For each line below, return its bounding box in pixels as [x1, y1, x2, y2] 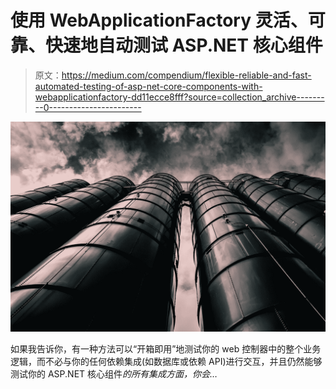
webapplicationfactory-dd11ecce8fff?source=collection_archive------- [34, 91, 325, 103]
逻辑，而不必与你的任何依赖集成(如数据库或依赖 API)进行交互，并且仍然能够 [10, 355, 323, 367]
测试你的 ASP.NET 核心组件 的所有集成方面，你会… [10, 367, 218, 380]
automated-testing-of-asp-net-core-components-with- [34, 80, 263, 92]
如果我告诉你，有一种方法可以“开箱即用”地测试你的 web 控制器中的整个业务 [10, 342, 322, 355]
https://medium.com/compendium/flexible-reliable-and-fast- [61, 69, 312, 81]
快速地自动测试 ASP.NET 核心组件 [45, 34, 323, 57]
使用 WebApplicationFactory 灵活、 [10, 9, 308, 32]
